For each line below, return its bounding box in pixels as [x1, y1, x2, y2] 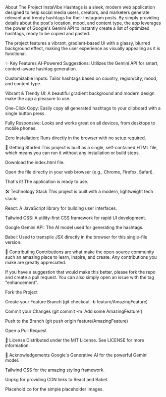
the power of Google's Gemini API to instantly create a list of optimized [5, 25, 150, 31]
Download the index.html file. [5, 160, 65, 165]
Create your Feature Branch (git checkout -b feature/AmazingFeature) [5, 299, 148, 304]
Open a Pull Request [5, 328, 47, 334]
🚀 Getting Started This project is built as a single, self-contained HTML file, [5, 145, 158, 150]
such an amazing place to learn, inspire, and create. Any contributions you [5, 254, 157, 260]
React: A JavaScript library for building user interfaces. [5, 205, 117, 211]
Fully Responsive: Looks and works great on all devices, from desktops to [5, 120, 156, 126]
